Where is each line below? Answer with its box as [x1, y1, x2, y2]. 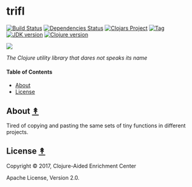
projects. [6, 128, 29, 135]
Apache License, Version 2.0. [6, 174, 80, 181]
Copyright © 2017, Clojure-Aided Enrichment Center [6, 162, 137, 169]
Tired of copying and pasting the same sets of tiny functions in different [6, 122, 186, 129]
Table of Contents [6, 68, 53, 76]
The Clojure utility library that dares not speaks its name [6, 54, 148, 62]
